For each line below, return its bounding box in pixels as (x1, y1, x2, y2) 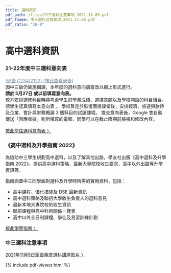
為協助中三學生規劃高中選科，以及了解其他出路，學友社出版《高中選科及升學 (5, 154, 166, 161)
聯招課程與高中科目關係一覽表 (12, 208, 76, 214)
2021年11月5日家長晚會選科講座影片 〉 (5, 252, 86, 258)
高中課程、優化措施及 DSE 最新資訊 (12, 189, 87, 195)
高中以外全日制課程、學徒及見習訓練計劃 (12, 214, 98, 220)
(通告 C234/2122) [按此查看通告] (5, 77, 74, 83)
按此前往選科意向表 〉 (5, 127, 52, 133)
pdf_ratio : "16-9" (5, 21, 44, 27)
